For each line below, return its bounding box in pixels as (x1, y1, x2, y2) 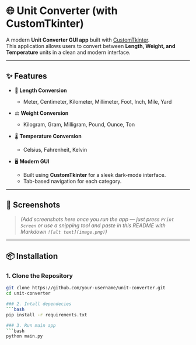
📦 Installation (6, 251, 58, 261)
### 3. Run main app (6, 322, 57, 329)
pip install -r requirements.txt (6, 312, 87, 317)
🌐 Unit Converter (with (6, 4, 118, 18)
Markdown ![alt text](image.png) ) (20, 228, 107, 235)
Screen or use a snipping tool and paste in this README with (20, 221, 166, 229)
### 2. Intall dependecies (6, 301, 72, 307)
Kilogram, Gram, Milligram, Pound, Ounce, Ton (23, 121, 135, 128)
